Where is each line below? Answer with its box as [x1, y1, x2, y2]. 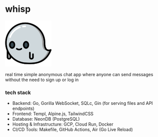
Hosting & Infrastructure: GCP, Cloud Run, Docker [12, 121, 114, 127]
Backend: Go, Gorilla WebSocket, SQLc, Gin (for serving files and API [12, 100, 153, 106]
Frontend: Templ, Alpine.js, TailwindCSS [12, 111, 94, 117]
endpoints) [12, 105, 35, 112]
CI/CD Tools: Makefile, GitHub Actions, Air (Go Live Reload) [12, 127, 133, 133]
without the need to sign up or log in [5, 77, 79, 83]
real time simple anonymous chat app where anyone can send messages [5, 71, 154, 77]
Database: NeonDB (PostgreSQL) [12, 116, 80, 122]
